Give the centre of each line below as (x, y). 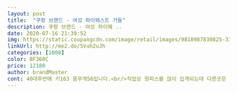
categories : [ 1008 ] (36, 53)
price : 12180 (26, 66)
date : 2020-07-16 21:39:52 (47, 33)
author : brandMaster (38, 72)
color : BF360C (28, 59)
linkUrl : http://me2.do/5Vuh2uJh (56, 46)
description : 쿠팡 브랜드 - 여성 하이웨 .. (65, 27)
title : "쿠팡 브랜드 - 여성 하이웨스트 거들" (66, 20)
